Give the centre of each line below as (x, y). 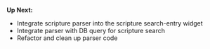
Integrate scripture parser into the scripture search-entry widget (110, 23)
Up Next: (20, 10)
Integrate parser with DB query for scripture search (91, 31)
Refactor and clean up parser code (67, 38)
